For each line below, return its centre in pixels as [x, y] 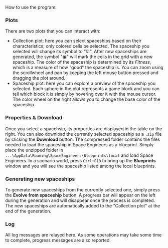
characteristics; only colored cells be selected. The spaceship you [81, 46]
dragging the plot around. [39, 78]
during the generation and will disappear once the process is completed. [80, 200]
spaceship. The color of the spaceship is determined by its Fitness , [82, 62]
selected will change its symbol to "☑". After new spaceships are [79, 52]
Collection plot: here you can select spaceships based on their [77, 41]
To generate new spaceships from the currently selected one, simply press [83, 189]
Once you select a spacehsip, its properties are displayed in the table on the [84, 129]
